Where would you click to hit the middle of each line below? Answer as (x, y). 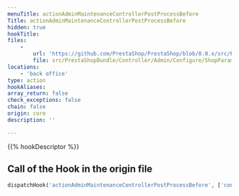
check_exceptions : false (44, 100)
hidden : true (27, 27)
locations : (23, 67)
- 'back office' (44, 73)
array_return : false (38, 93)
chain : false (27, 107)
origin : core (27, 113)
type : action (27, 80)
